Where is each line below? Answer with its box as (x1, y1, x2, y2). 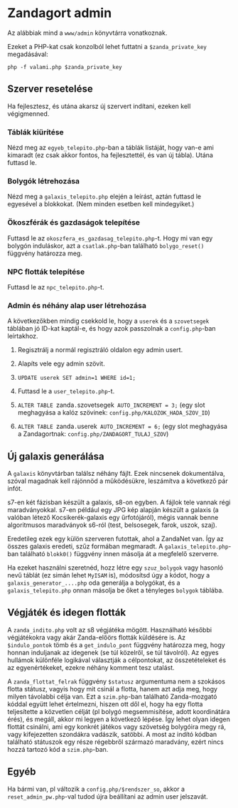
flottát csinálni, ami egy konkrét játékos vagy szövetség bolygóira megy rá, (7, 722, 226, 730)
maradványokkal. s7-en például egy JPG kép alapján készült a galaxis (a (7, 506, 219, 514)
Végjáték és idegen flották (7, 607, 126, 619)
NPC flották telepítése (7, 267, 85, 277)
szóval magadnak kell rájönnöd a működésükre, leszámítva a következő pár (7, 477, 229, 485)
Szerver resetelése (7, 83, 94, 95)
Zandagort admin (7, 5, 112, 21)
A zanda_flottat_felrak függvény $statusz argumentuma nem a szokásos (7, 677, 226, 686)
